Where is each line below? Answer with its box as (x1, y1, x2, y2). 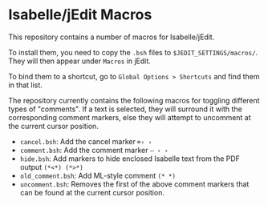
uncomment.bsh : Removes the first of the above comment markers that (19, 179, 250, 189)
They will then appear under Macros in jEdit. (8, 56, 151, 66)
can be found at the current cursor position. (19, 187, 164, 197)
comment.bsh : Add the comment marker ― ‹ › (19, 145, 169, 155)
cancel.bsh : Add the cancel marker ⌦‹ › (19, 136, 152, 146)
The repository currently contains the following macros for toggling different (8, 95, 260, 105)
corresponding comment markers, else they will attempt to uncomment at (8, 112, 251, 122)
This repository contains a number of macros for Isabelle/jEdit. (8, 32, 215, 42)
